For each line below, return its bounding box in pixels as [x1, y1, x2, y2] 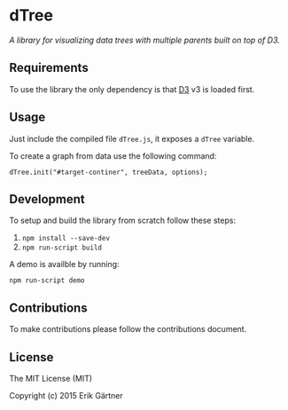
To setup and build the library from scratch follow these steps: [9, 215, 237, 226]
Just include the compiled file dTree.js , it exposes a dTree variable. [9, 133, 255, 144]
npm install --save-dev [21, 234, 111, 243]
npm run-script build [21, 243, 102, 253]
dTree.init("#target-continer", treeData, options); [9, 168, 208, 177]
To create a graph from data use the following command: [9, 150, 217, 161]
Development [9, 192, 86, 207]
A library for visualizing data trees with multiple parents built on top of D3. [9, 35, 281, 45]
